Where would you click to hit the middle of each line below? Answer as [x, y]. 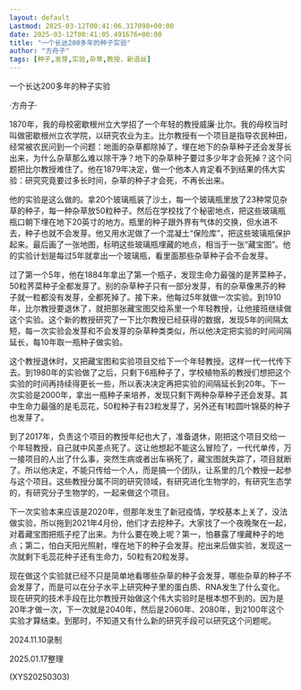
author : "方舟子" [39, 51]
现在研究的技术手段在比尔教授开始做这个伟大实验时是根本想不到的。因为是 [146, 598]
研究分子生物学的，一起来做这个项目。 [103, 492]
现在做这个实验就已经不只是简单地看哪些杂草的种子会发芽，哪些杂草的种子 [146, 575]
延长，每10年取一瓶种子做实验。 [69, 342]
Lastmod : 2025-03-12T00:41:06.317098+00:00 [92, 26]
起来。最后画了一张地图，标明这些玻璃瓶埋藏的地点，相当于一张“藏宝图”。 [146, 244]
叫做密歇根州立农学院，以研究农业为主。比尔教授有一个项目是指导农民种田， [150, 135]
